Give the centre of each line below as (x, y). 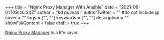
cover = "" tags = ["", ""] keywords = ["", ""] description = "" (67, 18)
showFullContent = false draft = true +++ (47, 23)
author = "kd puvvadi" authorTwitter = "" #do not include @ (98, 12)
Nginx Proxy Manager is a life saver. (42, 32)
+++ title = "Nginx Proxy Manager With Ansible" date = (62, 7)
